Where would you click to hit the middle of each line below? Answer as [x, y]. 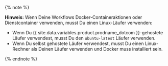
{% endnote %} [21, 59]
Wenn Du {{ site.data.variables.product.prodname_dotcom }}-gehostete [88, 32]
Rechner [21, 49]
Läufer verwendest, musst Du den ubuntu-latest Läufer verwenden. [84, 38]
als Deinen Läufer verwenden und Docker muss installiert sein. [97, 49]
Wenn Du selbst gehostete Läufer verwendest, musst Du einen [78, 43]
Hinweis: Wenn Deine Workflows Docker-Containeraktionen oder [74, 17]
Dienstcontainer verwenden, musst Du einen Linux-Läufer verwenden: [79, 23]
